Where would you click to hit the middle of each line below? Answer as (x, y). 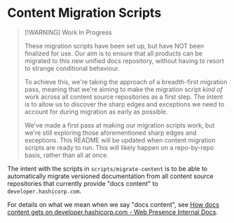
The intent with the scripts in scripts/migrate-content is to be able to (108, 168)
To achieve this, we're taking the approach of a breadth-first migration (126, 81)
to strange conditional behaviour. (72, 68)
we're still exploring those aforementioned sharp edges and (110, 133)
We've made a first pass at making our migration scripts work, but (119, 125)
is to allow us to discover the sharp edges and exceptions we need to (124, 104)
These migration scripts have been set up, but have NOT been (114, 46)
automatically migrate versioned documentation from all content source (110, 176)
